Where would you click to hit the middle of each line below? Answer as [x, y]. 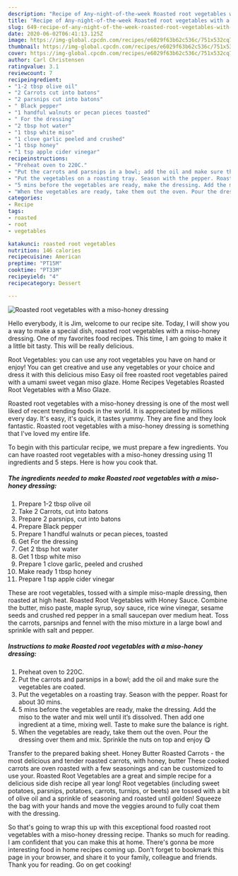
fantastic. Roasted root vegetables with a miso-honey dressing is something [119, 426]
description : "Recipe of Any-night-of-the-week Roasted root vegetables [117, 14]
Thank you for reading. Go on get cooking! [70, 865]
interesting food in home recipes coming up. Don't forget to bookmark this [116, 849]
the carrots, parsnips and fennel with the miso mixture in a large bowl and [115, 623]
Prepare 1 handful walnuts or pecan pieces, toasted [93, 534]
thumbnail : [24, 47]
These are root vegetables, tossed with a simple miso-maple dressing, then [118, 592]
